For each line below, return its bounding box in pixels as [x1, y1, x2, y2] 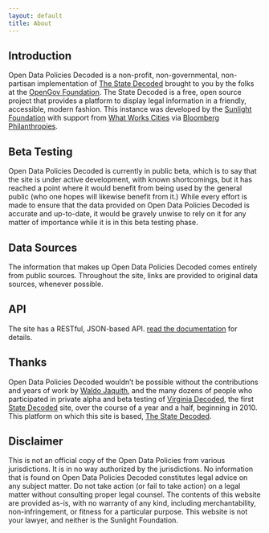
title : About [8, 19, 52, 27]
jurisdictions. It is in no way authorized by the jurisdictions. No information [8, 464, 254, 474]
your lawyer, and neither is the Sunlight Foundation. [8, 515, 179, 525]
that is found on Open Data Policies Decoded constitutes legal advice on [8, 473, 248, 482]
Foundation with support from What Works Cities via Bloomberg [8, 113, 219, 123]
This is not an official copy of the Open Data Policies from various [8, 456, 226, 465]
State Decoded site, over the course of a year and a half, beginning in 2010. [8, 403, 258, 412]
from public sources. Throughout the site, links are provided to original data [8, 270, 259, 280]
